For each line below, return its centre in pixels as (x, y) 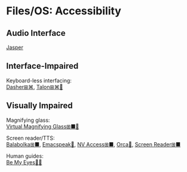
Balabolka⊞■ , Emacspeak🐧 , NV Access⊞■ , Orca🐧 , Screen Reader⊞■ (93, 144)
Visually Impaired (39, 106)
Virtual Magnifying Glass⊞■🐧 (43, 126)
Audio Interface (36, 33)
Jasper (15, 47)
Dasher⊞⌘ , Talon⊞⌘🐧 (35, 87)
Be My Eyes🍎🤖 (24, 162)
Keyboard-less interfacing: (39, 80)
